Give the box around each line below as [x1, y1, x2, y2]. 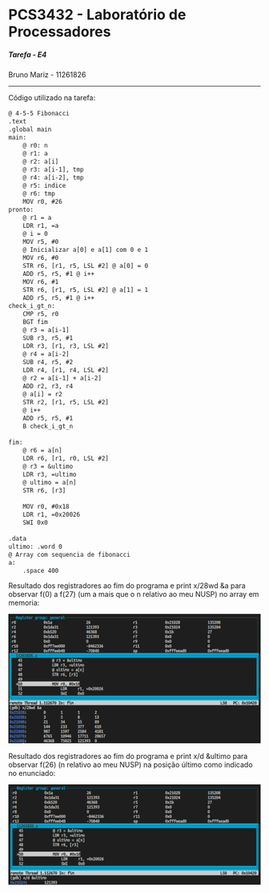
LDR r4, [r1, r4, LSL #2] [22, 367, 110, 375]
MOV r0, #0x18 [22, 503, 70, 511]
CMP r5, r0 [22, 311, 59, 319]
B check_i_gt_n [22, 423, 74, 431]
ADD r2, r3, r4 [22, 383, 74, 391]
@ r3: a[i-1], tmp [22, 166, 84, 174]
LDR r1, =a [22, 222, 59, 230]
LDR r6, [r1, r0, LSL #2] [22, 455, 110, 463]
